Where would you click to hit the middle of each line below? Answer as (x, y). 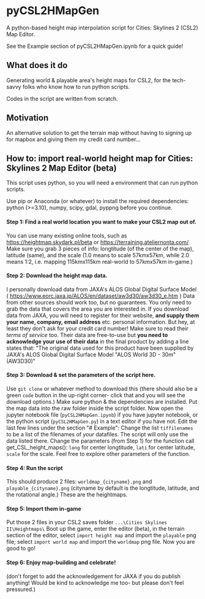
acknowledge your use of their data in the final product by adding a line (98, 341)
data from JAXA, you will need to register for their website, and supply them (103, 315)
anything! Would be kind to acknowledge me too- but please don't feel (95, 582)
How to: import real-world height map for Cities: (100, 158)
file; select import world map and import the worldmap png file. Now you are (101, 542)
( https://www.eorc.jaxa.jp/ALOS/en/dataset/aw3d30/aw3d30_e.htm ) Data (101, 296)
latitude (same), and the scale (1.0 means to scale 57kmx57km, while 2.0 (98, 255)
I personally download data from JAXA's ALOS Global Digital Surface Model (102, 289)
